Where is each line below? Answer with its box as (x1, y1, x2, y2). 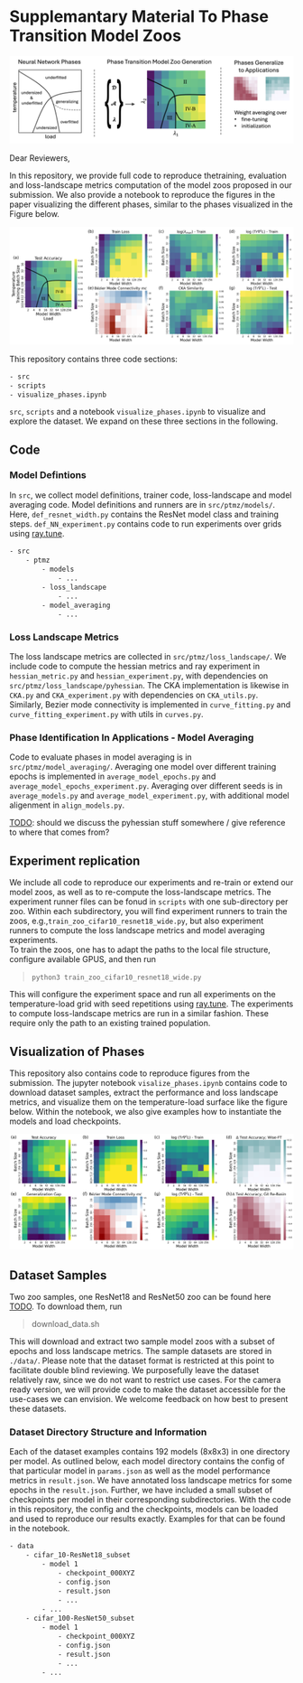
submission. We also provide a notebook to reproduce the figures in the (9, 190, 276, 201)
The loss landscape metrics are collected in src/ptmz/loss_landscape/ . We (9, 651, 287, 662)
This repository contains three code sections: (9, 354, 179, 365)
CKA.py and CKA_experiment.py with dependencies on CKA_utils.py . (9, 689, 259, 701)
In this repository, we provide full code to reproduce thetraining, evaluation (9, 170, 287, 182)
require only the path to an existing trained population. (9, 1018, 211, 1029)
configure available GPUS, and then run (9, 954, 156, 965)
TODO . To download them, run (9, 1301, 123, 1312)
